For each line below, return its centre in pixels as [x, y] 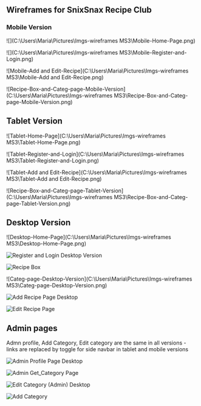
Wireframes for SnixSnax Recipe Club [79, 10]
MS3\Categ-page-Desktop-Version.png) [57, 285]
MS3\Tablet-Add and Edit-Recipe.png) [54, 178]
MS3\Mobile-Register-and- [153, 52]
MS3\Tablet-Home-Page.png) [43, 142]
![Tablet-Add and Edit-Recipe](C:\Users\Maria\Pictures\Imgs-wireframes [97, 172]
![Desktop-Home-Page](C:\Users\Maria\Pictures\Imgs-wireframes [89, 237]
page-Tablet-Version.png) [39, 203]
